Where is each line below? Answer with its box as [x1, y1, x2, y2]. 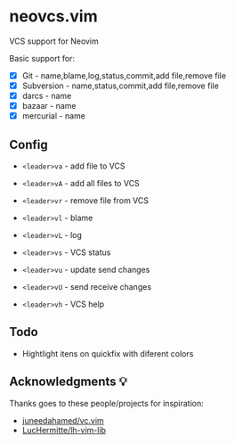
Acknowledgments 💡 [9, 374, 127, 390]
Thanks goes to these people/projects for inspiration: [9, 398, 205, 408]
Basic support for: [9, 53, 76, 63]
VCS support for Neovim [9, 36, 100, 46]
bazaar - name [21, 101, 77, 111]
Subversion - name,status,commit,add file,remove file [21, 80, 220, 91]
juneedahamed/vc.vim [21, 415, 104, 425]
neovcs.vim [9, 6, 98, 27]
